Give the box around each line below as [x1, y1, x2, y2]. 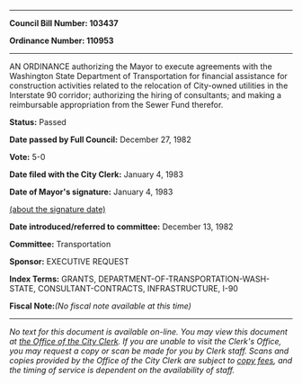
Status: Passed [9, 117, 67, 127]
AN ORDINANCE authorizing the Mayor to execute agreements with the [9, 61, 272, 72]
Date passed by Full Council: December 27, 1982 [9, 134, 191, 145]
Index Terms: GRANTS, [9, 273, 97, 284]
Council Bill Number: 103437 [9, 18, 119, 28]
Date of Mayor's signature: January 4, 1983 [9, 186, 173, 197]
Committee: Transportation [9, 239, 111, 249]
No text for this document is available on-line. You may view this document [9, 326, 288, 337]
